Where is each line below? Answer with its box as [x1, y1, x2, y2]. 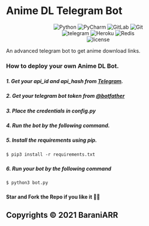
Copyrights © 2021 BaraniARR [6, 210, 119, 220]
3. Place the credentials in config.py [6, 107, 96, 114]
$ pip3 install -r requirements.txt [6, 151, 95, 157]
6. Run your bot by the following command [6, 165, 112, 172]
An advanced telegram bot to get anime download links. [6, 47, 141, 54]
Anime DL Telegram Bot [6, 4, 123, 18]
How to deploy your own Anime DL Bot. [6, 61, 119, 70]
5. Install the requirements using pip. [6, 136, 98, 144]
